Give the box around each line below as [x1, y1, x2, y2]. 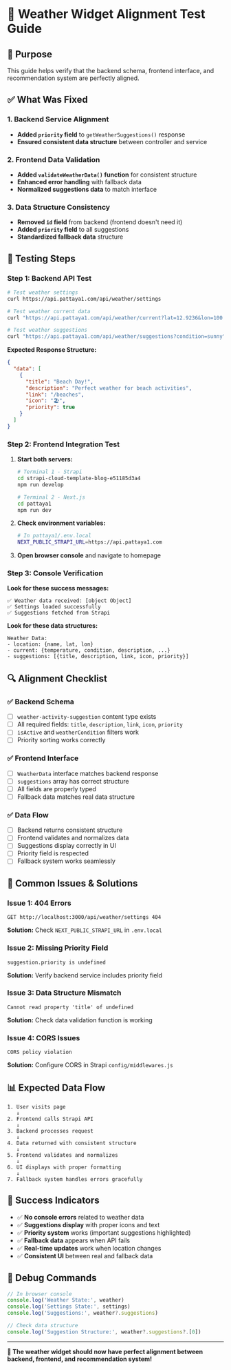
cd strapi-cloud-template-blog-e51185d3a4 [16, 475, 141, 482]
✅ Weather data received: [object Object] [7, 597, 132, 604]
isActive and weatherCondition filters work [16, 728, 140, 737]
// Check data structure [7, 1322, 78, 1329]
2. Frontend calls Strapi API [7, 1115, 94, 1122]
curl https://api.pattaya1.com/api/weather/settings [7, 295, 162, 302]
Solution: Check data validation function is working [7, 1015, 153, 1024]
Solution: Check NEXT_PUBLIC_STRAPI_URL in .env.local [7, 926, 163, 934]
